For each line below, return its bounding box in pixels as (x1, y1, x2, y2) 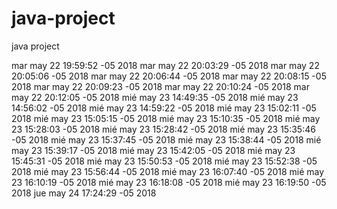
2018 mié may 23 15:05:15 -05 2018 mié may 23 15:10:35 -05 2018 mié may (11, 112, 321, 124)
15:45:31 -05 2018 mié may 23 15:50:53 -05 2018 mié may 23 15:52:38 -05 (11, 155, 318, 167)
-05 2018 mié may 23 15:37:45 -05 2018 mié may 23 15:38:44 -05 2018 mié (11, 133, 322, 146)
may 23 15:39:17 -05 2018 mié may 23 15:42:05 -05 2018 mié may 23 (11, 144, 296, 156)
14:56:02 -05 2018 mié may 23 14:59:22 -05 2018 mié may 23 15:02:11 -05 (11, 102, 317, 114)
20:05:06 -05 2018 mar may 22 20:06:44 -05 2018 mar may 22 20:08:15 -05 (11, 70, 327, 82)
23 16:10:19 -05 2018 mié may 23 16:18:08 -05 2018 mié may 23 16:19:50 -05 (11, 176, 327, 188)
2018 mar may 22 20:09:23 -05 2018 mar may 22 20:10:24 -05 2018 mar (11, 80, 310, 92)
